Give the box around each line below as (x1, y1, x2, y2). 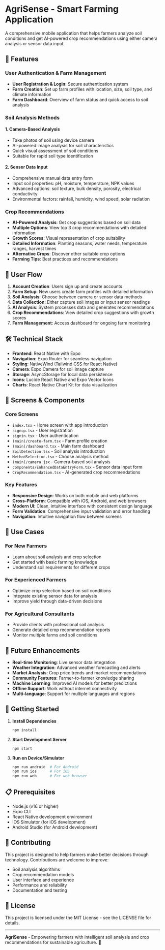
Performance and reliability (12, 882, 67, 888)
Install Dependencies (12, 718, 56, 724)
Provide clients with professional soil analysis (12, 622, 104, 628)
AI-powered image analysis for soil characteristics (12, 142, 114, 148)
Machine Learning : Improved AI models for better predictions (12, 680, 137, 686)
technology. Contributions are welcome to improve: (5, 856, 109, 862)
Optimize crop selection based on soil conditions (12, 587, 111, 594)
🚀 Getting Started (5, 705, 59, 713)
